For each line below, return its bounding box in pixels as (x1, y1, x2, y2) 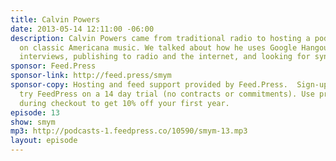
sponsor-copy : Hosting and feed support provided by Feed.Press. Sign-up (10, 80, 329, 90)
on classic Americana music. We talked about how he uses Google (19, 42, 298, 53)
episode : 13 (10, 107, 60, 118)
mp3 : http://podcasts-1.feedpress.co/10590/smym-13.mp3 (10, 126, 248, 136)
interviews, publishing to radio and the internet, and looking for (19, 52, 311, 62)
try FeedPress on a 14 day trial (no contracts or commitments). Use (19, 89, 315, 99)
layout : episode (10, 136, 78, 146)
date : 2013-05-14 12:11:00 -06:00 (10, 24, 155, 34)
